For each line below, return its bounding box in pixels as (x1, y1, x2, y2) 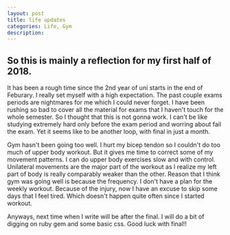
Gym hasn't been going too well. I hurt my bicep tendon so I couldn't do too (7, 141, 221, 149)
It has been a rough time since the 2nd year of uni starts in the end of (7, 84, 203, 92)
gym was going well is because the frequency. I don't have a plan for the (7, 177, 213, 186)
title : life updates (7, 16, 67, 23)
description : (7, 29, 45, 36)
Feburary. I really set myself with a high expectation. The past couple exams (7, 91, 223, 100)
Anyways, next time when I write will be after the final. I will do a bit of (7, 212, 205, 221)
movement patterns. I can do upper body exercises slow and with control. (7, 155, 216, 164)
